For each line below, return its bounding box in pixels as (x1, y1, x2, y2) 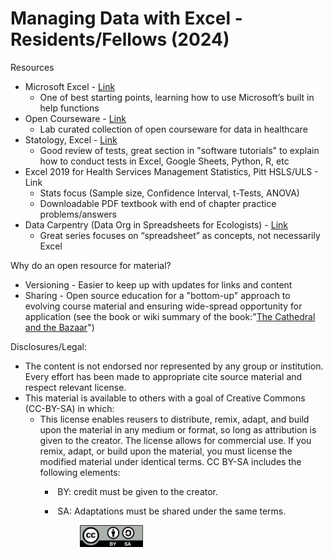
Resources (10, 61, 55, 73)
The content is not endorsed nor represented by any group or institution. (24, 360, 324, 372)
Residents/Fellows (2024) (10, 28, 230, 51)
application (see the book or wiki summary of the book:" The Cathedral (24, 310, 316, 322)
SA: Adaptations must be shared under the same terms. (57, 505, 287, 517)
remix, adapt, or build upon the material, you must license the (39, 445, 293, 457)
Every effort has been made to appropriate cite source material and (24, 370, 303, 382)
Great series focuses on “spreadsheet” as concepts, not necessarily (39, 229, 321, 241)
